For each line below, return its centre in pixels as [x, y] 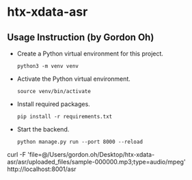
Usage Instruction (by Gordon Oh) [81, 37]
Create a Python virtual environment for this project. [90, 53]
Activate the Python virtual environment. [74, 79]
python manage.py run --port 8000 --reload [80, 142]
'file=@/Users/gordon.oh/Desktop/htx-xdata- [91, 154]
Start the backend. [43, 129]
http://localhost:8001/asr [42, 169]
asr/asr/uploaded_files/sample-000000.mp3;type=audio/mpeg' [96, 162]
